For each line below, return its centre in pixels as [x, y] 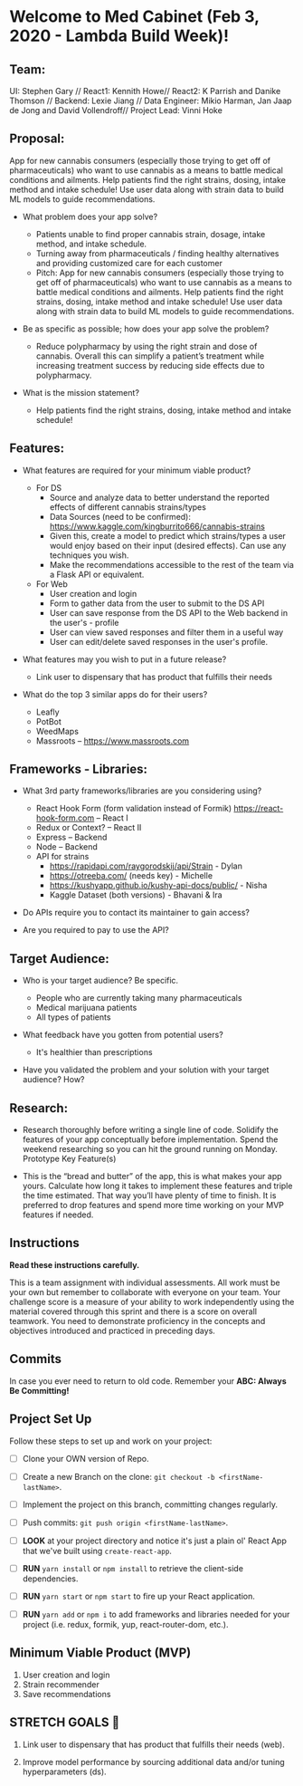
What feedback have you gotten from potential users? [123, 1035]
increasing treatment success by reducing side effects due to [150, 365]
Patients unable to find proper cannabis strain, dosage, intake [151, 234]
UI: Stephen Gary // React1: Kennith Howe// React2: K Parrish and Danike [145, 91]
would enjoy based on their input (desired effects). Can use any [168, 545]
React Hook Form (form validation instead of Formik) [134, 809]
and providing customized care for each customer [129, 263]
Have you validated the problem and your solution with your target [146, 1070]
